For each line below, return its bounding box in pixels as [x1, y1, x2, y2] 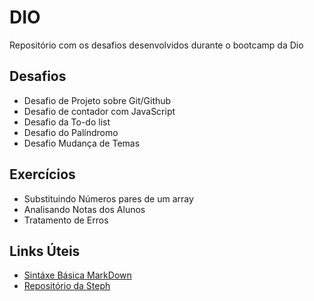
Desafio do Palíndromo [23, 126, 119, 138]
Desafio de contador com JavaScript [23, 105, 176, 117]
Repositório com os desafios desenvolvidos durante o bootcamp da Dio [9, 39, 304, 51]
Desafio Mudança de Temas [23, 137, 141, 149]
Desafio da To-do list [23, 116, 111, 128]
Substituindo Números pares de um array [23, 192, 194, 205]
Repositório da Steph [23, 280, 111, 292]
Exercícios [9, 166, 76, 183]
